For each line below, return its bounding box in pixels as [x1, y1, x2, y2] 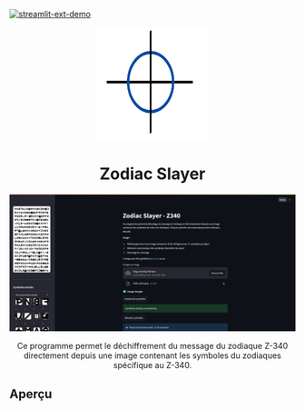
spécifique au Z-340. [113, 360, 192, 371]
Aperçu [9, 386, 53, 402]
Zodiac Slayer [99, 164, 206, 185]
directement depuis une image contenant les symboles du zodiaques [24, 350, 281, 361]
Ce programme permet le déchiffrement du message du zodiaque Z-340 [16, 341, 289, 352]
